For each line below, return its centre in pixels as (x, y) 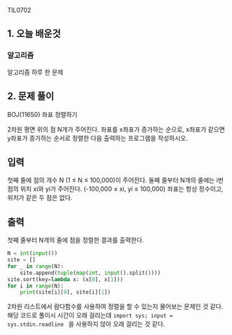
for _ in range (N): (36, 266)
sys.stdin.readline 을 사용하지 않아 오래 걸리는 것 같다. (86, 324)
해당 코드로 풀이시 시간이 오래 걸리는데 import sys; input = (90, 315)
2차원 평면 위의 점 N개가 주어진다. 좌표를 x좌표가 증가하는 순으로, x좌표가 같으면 (116, 129)
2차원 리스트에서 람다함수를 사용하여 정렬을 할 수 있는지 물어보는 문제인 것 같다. (115, 306)
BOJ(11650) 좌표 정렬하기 (43, 114)
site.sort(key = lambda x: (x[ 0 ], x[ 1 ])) (65, 279)
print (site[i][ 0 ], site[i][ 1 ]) (65, 292)
